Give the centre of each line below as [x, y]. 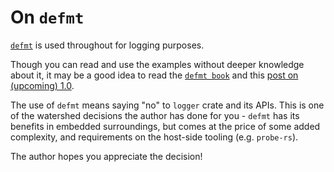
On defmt [47, 17]
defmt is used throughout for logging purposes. [107, 45]
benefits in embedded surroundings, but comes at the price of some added [165, 126]
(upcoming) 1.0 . [42, 85]
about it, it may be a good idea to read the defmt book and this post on [154, 75]
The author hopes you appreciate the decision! [106, 156]
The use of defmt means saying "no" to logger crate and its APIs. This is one [167, 105]
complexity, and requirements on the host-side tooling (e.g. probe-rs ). [154, 137]
